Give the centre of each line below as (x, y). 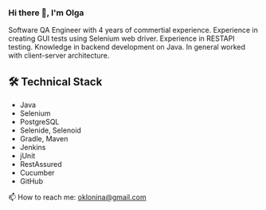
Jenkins (33, 148)
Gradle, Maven (44, 139)
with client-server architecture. (59, 56)
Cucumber (37, 173)
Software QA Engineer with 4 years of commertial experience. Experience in (133, 30)
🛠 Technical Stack (55, 82)
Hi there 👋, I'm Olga (46, 13)
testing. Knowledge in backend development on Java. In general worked (127, 47)
